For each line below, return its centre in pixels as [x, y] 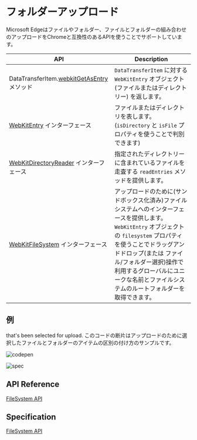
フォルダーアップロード [62, 12]
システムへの [132, 209]
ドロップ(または [142, 253]
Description [151, 59]
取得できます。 [135, 297]
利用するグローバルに [144, 271]
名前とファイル [152, 279]
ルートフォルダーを [158, 288]
